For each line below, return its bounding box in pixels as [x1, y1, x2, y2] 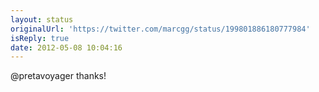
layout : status [10, 14, 74, 25]
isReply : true [10, 33, 70, 43]
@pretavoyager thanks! [10, 70, 107, 82]
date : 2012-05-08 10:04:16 [10, 42, 123, 53]
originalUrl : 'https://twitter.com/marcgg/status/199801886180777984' [10, 24, 311, 34]
